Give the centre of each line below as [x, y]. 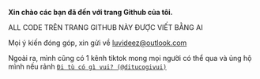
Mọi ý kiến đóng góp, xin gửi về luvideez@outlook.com [98, 43]
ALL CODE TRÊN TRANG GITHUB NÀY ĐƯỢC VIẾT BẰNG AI [106, 27]
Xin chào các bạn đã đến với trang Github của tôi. [90, 12]
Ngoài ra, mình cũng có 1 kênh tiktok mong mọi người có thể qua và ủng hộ [130, 58]
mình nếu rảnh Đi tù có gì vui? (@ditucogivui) [88, 66]
